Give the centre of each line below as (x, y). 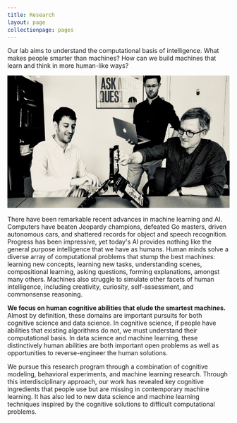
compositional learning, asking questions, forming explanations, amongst (114, 272)
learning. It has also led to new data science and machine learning (103, 397)
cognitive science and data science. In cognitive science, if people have (112, 323)
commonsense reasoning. (45, 294)
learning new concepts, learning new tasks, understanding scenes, (105, 264)
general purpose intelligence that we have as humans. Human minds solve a (118, 249)
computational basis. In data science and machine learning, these (103, 338)
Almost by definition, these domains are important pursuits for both (105, 316)
